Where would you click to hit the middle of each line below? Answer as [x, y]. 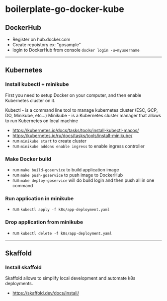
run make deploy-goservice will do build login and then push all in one [83, 180]
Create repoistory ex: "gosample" [46, 45]
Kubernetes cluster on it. [30, 100]
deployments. [19, 284]
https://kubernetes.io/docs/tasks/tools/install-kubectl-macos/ [76, 130]
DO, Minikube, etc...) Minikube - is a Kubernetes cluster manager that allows [83, 115]
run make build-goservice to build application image [66, 169]
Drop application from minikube [44, 222]
